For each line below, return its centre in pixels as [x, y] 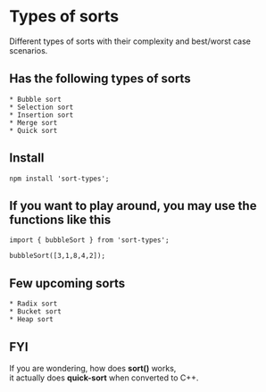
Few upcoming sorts [67, 283]
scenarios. [29, 50]
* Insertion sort [42, 115]
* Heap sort [31, 320]
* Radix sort [33, 304]
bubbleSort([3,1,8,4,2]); [57, 256]
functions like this [60, 219]
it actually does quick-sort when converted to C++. [104, 378]
